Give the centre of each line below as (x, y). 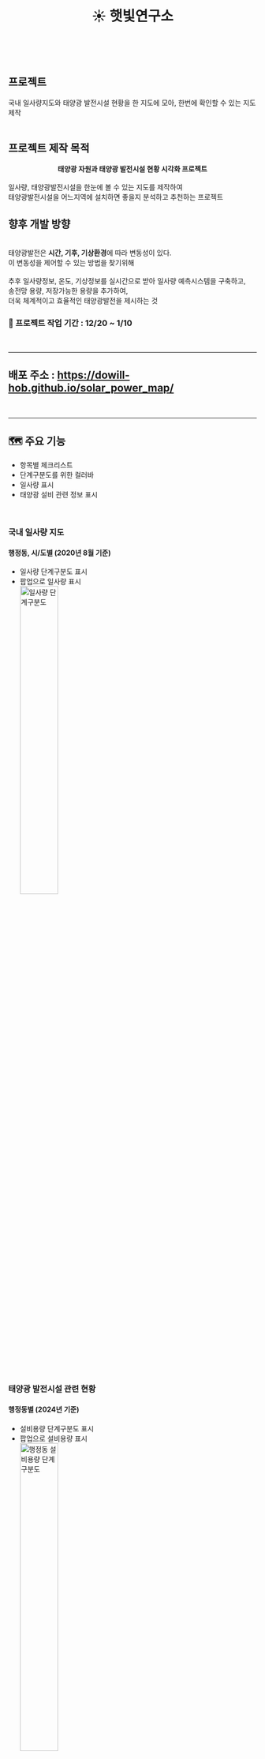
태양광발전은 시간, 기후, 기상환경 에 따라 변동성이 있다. (90, 253)
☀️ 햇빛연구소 (132, 16)
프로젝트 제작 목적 (49, 148)
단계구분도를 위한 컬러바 (57, 475)
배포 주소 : (32, 375)
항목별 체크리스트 (46, 465)
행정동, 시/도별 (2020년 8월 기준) (60, 553)
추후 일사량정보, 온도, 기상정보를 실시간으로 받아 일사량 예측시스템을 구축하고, (127, 281)
